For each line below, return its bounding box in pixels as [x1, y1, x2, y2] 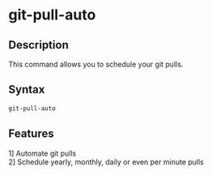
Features [8, 127, 54, 141]
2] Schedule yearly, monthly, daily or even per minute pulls [8, 156, 204, 167]
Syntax [8, 83, 45, 96]
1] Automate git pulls [8, 148, 77, 158]
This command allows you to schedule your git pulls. [8, 59, 184, 69]
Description [8, 38, 69, 52]
